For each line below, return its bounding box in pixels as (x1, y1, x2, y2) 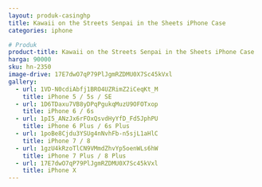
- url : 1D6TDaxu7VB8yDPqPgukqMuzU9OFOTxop (15, 100, 158, 108)
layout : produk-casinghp (8, 11, 91, 20)
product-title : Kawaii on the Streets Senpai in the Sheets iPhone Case (8, 49, 255, 56)
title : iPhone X (22, 166, 77, 175)
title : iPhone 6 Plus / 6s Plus (22, 123, 130, 131)
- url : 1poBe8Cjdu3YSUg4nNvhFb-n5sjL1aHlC (15, 130, 158, 138)
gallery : (8, 77, 37, 86)
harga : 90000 (8, 56, 52, 64)
